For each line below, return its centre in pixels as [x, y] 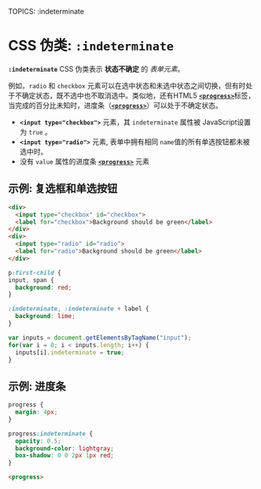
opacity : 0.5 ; [38, 441]
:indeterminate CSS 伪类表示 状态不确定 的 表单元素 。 [96, 69]
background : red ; [44, 287]
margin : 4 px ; [37, 413]
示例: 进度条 [37, 386]
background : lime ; [46, 317]
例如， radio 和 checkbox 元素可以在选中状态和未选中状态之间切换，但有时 [127, 85]
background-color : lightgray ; [64, 448]
